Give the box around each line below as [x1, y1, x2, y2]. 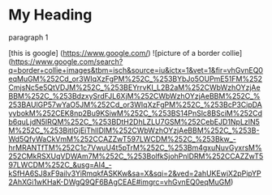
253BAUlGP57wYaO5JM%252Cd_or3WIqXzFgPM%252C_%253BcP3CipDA [8, 100, 262, 109]
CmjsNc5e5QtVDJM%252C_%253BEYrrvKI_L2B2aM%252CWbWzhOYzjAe [8, 83, 261, 92]
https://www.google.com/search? [11, 57, 123, 66]
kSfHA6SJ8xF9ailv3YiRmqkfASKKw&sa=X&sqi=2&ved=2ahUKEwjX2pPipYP [8, 168, 261, 178]
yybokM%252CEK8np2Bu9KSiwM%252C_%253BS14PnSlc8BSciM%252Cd [8, 108, 262, 118]
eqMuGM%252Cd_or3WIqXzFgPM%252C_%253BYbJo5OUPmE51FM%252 [8, 74, 262, 83]
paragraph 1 [8, 32, 49, 42]
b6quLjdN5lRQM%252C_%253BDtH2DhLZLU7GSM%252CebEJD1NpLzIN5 [8, 117, 260, 126]
